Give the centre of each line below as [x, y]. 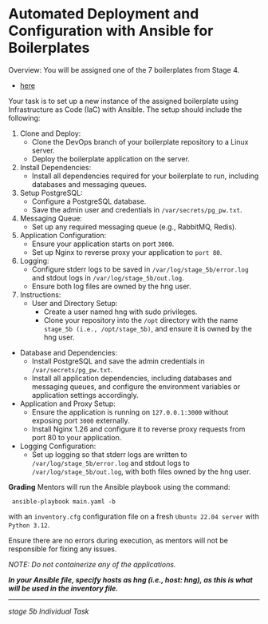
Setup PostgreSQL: [51, 193]
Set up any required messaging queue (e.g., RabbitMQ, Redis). [134, 227]
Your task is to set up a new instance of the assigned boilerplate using [124, 101]
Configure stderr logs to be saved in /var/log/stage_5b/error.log [140, 269]
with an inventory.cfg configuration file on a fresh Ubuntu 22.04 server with [134, 516]
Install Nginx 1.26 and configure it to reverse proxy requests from [138, 429]
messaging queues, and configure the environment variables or [136, 386]
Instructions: [40, 294]
